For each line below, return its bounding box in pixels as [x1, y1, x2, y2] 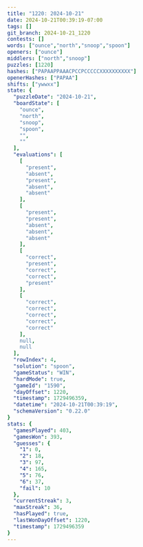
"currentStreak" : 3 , [13, 497, 72, 504]
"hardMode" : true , [13, 375, 67, 383]
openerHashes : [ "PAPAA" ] [7, 74, 78, 81]
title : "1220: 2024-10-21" [7, 10, 85, 17]
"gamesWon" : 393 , [13, 433, 63, 440]
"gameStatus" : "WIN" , [13, 369, 76, 376]
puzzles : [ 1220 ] [7, 61, 54, 68]
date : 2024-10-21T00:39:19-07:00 [7, 17, 103, 23]
